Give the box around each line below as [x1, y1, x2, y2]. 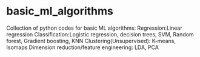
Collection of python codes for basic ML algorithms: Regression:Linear [6, 24, 183, 32]
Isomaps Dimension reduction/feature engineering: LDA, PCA [6, 44, 159, 51]
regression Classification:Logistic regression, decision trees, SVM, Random [6, 30, 194, 38]
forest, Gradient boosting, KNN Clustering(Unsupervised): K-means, [6, 37, 176, 44]
